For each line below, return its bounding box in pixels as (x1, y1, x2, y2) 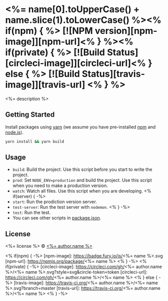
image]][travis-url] (5, 79, 86, 91)
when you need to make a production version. (12, 182, 108, 189)
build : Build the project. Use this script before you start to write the (12, 166, 152, 173)
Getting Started (5, 110, 55, 119)
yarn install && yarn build (5, 139, 65, 144)
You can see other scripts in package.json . (12, 215, 101, 221)
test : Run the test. (12, 209, 51, 216)
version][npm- (95, 25, 157, 36)
